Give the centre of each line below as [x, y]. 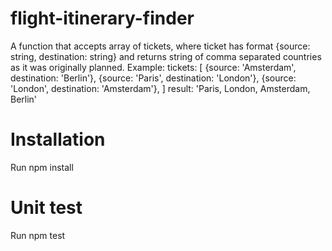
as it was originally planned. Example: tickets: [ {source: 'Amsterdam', [153, 67]
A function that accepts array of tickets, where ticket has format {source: [160, 46]
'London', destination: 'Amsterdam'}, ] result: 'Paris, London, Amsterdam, [160, 88]
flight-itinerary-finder [102, 18]
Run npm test [38, 235]
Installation [58, 139]
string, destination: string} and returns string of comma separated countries [166, 56]
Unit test [46, 208]
